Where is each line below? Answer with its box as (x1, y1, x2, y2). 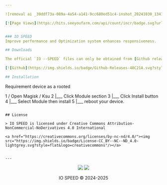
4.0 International (67, 125, 106, 130)
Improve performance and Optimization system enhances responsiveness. (5, 38, 157, 44)
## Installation (5, 75, 39, 80)
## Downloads (5, 48, 32, 53)
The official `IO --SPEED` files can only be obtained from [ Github (5, 57, 150, 62)
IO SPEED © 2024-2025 (59, 175, 108, 181)
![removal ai (5, 11, 32, 16)
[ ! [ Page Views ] (5, 20, 37, 25)
